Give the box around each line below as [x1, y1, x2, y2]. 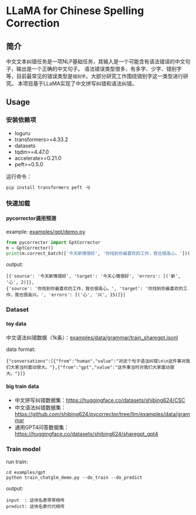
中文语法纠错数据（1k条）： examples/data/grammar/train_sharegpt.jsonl [6, 334, 178, 341]
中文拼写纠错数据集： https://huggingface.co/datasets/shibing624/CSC [14, 397, 185, 404]
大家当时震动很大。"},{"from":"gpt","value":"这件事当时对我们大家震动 [10, 364, 170, 370]
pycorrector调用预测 [6, 215, 57, 222]
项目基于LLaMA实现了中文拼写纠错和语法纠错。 [22, 80, 137, 87]
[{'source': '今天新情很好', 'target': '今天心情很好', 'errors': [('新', [6, 274, 181, 279]
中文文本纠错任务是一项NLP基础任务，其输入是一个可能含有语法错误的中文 [6, 58, 185, 65]
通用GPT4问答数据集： [14, 424, 70, 431]
